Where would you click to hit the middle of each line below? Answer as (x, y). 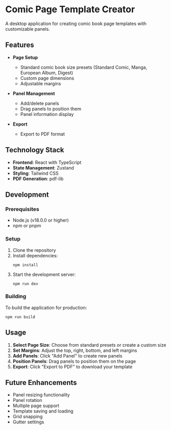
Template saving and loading (43, 411)
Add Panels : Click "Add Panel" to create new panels (67, 355)
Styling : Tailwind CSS (35, 173)
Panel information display (47, 114)
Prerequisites (22, 209)
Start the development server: (44, 274)
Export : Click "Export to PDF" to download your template (72, 367)
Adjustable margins (41, 83)
